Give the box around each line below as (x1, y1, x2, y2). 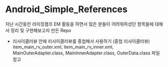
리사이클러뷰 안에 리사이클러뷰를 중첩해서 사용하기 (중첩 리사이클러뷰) (12, 38, 150, 44)
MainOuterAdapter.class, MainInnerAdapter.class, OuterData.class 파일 (12, 50, 160, 56)
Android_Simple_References (5, 4, 128, 15)
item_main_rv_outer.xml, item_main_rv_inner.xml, (12, 44, 114, 50)
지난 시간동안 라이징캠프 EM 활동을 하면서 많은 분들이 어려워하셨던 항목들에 (5, 21, 154, 27)
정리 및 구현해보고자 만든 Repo (10, 27, 72, 33)
